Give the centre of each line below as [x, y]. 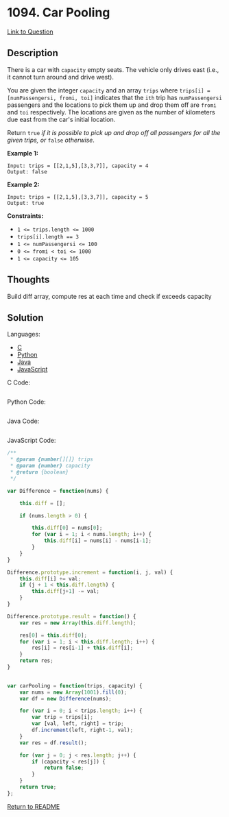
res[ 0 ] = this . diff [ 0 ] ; [53, 635]
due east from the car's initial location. [61, 119]
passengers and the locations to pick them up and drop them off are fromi [112, 105]
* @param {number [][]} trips [52, 460]
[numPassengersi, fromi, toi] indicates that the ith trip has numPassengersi [115, 97]
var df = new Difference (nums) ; [65, 698]
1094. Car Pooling [59, 13]
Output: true [26, 203]
